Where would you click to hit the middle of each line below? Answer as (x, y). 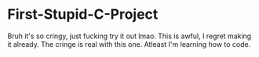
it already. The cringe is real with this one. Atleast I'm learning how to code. (129, 44)
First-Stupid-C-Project (83, 14)
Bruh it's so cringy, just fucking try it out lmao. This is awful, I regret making (129, 36)
